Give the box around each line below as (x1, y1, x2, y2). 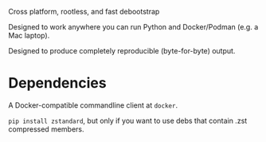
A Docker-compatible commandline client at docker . (8, 100, 178, 110)
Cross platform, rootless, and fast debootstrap (8, 7, 160, 16)
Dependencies (8, 74, 107, 93)
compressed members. (8, 124, 84, 134)
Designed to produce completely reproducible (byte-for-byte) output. (8, 46, 236, 55)
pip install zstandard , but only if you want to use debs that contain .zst (8, 116, 248, 125)
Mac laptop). (8, 31, 50, 40)
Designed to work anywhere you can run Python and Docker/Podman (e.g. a (8, 22, 259, 31)
